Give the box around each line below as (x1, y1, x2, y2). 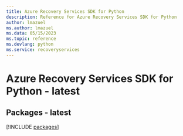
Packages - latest (6, 108, 72, 118)
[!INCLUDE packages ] (6, 123, 59, 130)
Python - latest (6, 84, 80, 97)
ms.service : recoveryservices (6, 47, 80, 53)
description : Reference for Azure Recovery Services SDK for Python (6, 14, 177, 20)
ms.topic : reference (6, 36, 57, 42)
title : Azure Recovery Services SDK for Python (6, 8, 125, 15)
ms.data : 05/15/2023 (6, 30, 57, 36)
